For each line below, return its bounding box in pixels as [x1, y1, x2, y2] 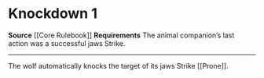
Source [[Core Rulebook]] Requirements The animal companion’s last [8, 30, 235, 40]
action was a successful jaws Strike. [8, 38, 126, 48]
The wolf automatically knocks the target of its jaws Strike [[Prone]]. [8, 61, 229, 70]
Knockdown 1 [8, 5, 98, 23]
